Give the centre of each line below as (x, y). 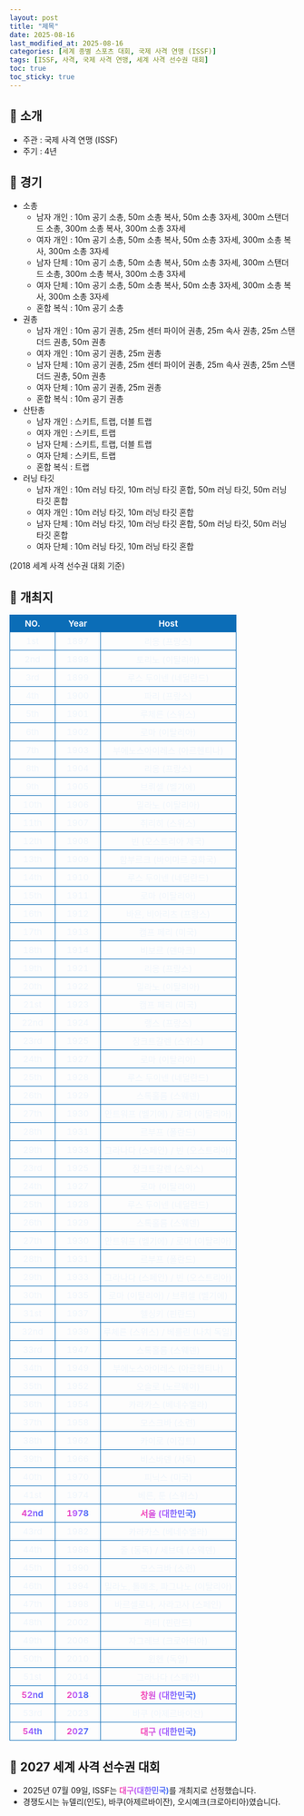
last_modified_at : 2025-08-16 (67, 43)
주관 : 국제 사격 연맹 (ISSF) (70, 139)
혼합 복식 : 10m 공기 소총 (80, 308)
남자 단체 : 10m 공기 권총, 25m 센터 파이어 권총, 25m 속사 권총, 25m (157, 365)
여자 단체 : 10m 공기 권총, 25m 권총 (98, 388)
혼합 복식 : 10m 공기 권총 (80, 399)
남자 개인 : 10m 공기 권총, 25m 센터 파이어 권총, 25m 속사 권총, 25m (157, 331)
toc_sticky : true (42, 77)
